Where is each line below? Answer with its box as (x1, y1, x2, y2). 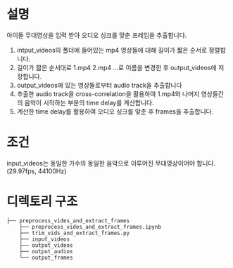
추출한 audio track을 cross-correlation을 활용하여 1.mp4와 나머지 (16, 89, 200, 98)
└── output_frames (19, 254, 73, 261)
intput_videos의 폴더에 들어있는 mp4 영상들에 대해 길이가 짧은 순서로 (16, 46, 208, 54)
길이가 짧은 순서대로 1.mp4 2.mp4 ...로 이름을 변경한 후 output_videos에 (16, 63, 217, 72)
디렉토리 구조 (6, 194, 78, 210)
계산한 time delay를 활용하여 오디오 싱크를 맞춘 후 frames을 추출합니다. (16, 107, 214, 116)
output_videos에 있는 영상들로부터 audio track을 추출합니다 (16, 81, 182, 89)
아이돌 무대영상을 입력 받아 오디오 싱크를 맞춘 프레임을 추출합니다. (6, 31, 187, 39)
